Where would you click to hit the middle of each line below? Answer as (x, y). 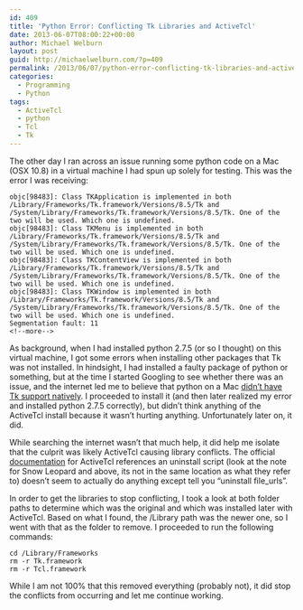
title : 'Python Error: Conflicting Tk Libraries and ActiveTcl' (133, 26)
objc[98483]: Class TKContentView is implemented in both (120, 260)
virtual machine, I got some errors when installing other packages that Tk (145, 357)
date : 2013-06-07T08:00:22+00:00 (72, 34)
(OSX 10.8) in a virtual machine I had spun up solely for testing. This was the (151, 170)
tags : (19, 102)
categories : (32, 77)
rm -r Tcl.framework (48, 569)
